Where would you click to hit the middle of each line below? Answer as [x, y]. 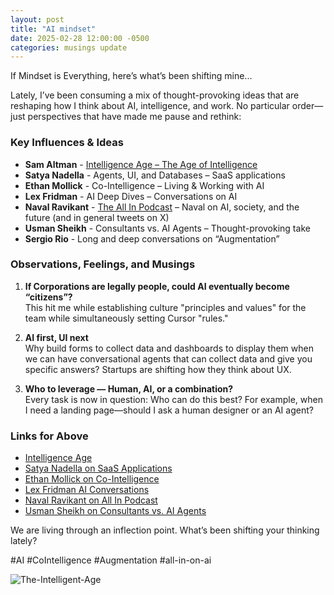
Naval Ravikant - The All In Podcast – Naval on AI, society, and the [162, 207]
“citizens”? [48, 297]
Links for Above [49, 436]
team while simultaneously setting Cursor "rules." [126, 318]
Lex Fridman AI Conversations [87, 490]
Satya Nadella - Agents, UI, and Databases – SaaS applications [155, 175]
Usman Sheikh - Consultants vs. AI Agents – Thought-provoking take [167, 228]
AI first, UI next [56, 337]
